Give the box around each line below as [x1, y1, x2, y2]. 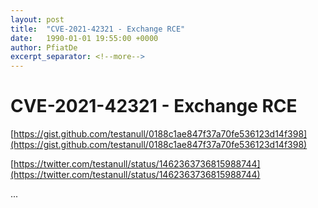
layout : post [10, 14, 65, 25]
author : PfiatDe [10, 42, 78, 53]
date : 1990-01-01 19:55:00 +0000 [10, 33, 159, 43]
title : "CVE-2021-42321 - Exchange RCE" [10, 24, 186, 34]
